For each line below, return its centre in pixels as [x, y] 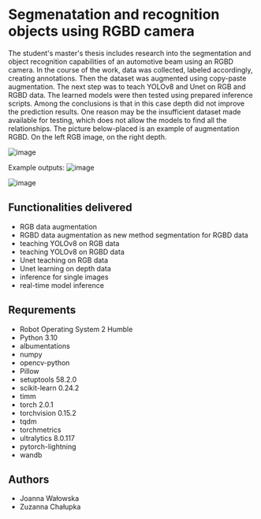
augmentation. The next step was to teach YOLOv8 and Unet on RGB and [127, 86]
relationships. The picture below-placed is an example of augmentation [124, 129]
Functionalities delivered [70, 208]
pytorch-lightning [48, 446]
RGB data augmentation [58, 226]
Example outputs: [37, 167]
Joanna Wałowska [49, 498]
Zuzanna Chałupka [50, 507]
